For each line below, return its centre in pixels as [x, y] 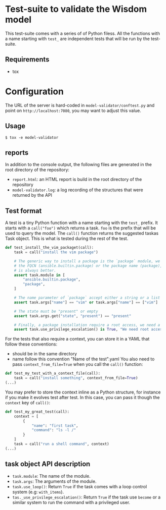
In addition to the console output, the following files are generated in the [79, 165]
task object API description [48, 464]
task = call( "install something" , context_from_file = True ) [76, 378]
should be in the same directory [45, 354]
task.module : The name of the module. [51, 476]
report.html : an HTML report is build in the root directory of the [77, 179]
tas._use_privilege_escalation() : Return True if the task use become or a [86, 497]
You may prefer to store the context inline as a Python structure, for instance [83, 392]
